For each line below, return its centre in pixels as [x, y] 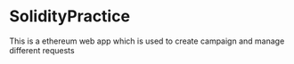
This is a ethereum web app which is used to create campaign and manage [147, 41]
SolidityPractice [70, 16]
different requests [42, 50]
